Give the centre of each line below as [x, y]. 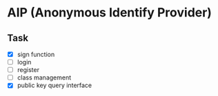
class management [44, 77]
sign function [36, 54]
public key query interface [54, 85]
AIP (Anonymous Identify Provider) [110, 13]
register [28, 70]
